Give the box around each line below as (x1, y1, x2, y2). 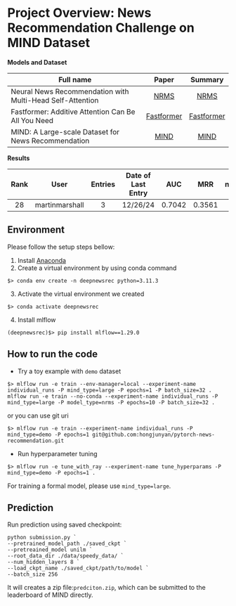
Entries (91, 179, 116, 189)
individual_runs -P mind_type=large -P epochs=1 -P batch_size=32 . (7, 387, 212, 394)
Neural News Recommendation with (11, 86, 129, 96)
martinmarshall (34, 200, 84, 209)
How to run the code (7, 348, 98, 360)
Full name (58, 75, 92, 84)
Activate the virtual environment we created (17, 290, 145, 298)
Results (7, 153, 30, 162)
